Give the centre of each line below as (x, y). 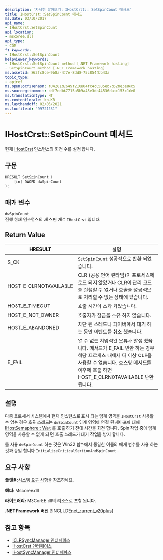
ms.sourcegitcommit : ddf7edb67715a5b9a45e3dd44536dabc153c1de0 (70, 91)
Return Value (25, 235)
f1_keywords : (18, 50)
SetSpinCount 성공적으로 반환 (110, 259)
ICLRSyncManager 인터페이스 (41, 540)
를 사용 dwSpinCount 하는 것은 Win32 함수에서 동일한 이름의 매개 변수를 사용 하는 (81, 444)
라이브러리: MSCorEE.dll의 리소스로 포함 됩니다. (50, 500)
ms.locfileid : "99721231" (31, 109)
